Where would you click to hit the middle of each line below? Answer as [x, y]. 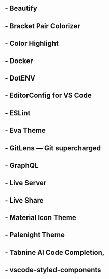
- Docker [19, 61]
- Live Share [24, 200]
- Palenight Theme [35, 235]
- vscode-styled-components [53, 270]
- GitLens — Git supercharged [53, 148]
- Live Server [26, 183]
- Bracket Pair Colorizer [43, 26]
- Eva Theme [25, 131]
